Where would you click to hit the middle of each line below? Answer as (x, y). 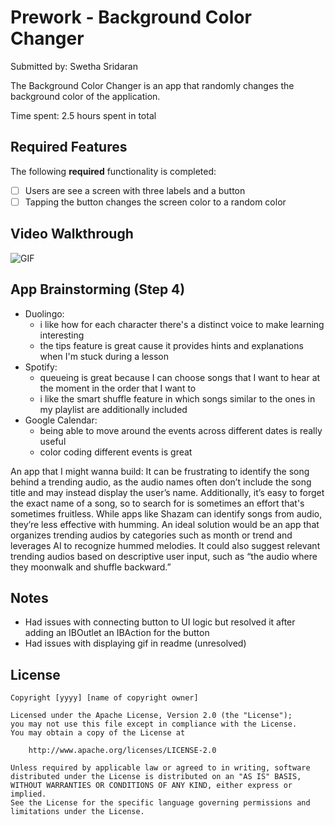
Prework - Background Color (131, 17)
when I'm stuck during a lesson (104, 356)
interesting (62, 335)
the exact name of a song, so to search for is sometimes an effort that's (157, 503)
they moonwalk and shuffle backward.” (91, 567)
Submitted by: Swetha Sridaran (74, 66)
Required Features (69, 147)
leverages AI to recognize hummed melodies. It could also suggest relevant (165, 545)
